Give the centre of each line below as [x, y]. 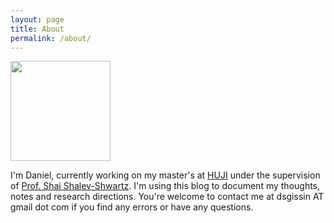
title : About [37, 29]
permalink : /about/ [51, 38]
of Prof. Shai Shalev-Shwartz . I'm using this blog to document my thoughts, [165, 186]
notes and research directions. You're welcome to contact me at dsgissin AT [167, 197]
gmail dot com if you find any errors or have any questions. [132, 207]
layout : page [37, 19]
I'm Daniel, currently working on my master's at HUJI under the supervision [165, 175]
